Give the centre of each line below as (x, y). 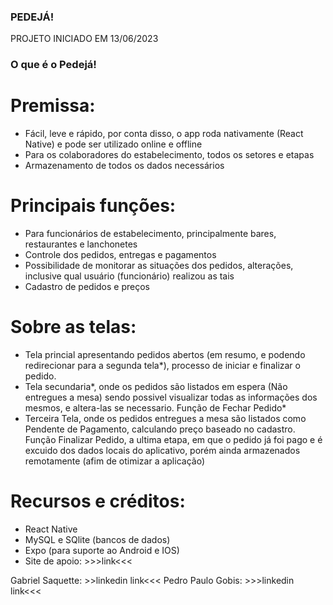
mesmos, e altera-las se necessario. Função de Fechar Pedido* (155, 408)
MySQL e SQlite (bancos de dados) (97, 539)
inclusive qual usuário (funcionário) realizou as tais (129, 276)
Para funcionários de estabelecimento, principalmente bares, (150, 234)
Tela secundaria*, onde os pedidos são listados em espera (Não (156, 387)
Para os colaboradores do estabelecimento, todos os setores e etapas (169, 155)
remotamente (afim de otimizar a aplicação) (114, 461)
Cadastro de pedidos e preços (87, 287)
